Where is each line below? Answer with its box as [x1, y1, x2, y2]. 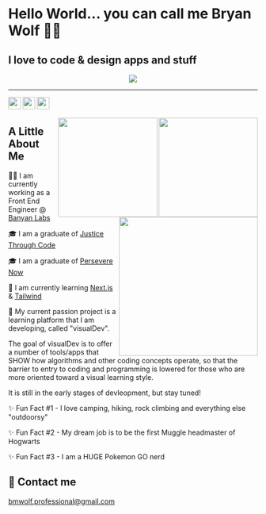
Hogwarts [8, 436, 41, 446]
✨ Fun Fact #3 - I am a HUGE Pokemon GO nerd [8, 451, 165, 461]
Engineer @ [8, 204, 46, 214]
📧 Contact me [8, 475, 77, 489]
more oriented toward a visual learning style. [8, 372, 154, 382]
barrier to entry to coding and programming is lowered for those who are [8, 364, 245, 374]
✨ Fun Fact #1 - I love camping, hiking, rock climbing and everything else [8, 403, 246, 412]
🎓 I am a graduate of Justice [8, 228, 104, 238]
